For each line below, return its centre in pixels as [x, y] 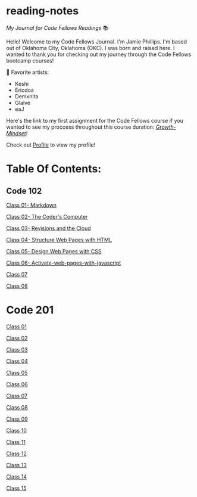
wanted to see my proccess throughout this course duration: [80, 127]
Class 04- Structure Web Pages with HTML [59, 240]
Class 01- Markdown [31, 205]
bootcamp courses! [30, 60]
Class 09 [17, 419]
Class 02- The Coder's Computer [47, 216]
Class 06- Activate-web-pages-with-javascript [64, 263]
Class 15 [16, 488]
